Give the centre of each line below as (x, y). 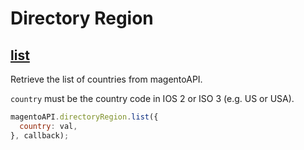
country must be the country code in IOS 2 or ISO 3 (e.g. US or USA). (152, 98)
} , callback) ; (40, 135)
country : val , (48, 126)
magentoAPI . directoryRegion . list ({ (84, 117)
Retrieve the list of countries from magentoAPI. (106, 79)
